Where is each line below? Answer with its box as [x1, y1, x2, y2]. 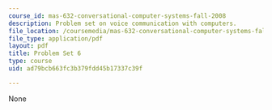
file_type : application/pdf [8, 34, 104, 43]
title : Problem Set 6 [8, 49, 82, 57]
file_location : [8, 27, 60, 35]
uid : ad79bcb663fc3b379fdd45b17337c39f [8, 65, 143, 73]
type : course [8, 57, 53, 66]
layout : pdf [8, 42, 49, 50]
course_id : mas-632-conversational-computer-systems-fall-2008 [8, 11, 227, 20]
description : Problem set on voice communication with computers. [8, 19, 237, 27]
